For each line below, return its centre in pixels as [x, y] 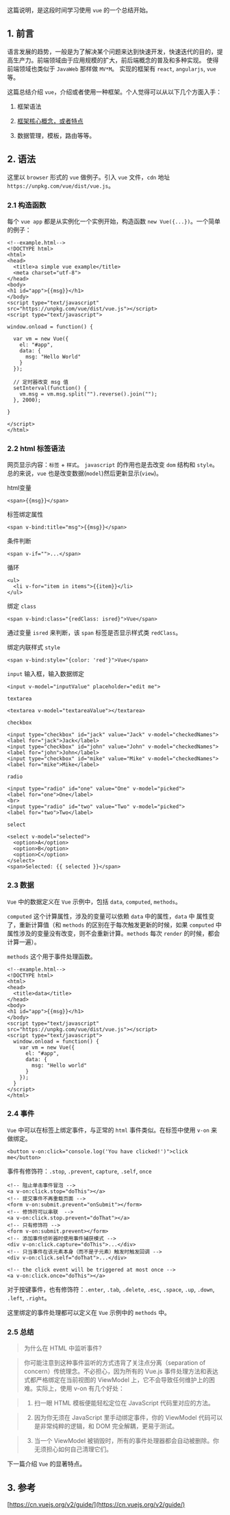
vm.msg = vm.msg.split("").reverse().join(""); [88, 394]
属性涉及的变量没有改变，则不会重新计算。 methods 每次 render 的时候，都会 [114, 933]
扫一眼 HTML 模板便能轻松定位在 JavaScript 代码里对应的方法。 [124, 1403]
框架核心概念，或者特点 [50, 121]
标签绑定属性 [25, 514]
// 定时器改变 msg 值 [41, 382]
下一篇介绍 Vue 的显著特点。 [47, 1464]
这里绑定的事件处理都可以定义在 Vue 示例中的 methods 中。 [89, 1312]
